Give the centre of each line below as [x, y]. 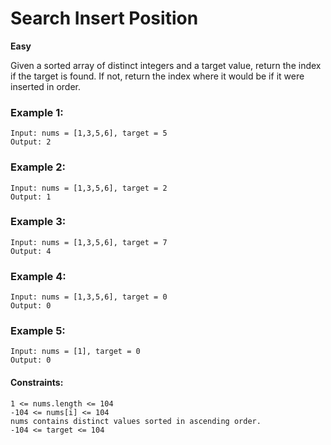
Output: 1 [31, 197]
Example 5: [38, 331]
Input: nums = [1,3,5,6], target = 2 [89, 188]
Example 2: [38, 167]
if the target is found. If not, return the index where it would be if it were [157, 76]
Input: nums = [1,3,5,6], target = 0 [89, 297]
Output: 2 [31, 142]
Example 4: [38, 276]
